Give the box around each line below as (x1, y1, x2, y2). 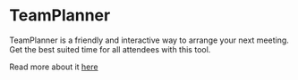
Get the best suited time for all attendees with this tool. (9, 44, 211, 54)
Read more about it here (9, 61, 98, 72)
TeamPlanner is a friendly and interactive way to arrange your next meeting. (9, 35, 289, 45)
